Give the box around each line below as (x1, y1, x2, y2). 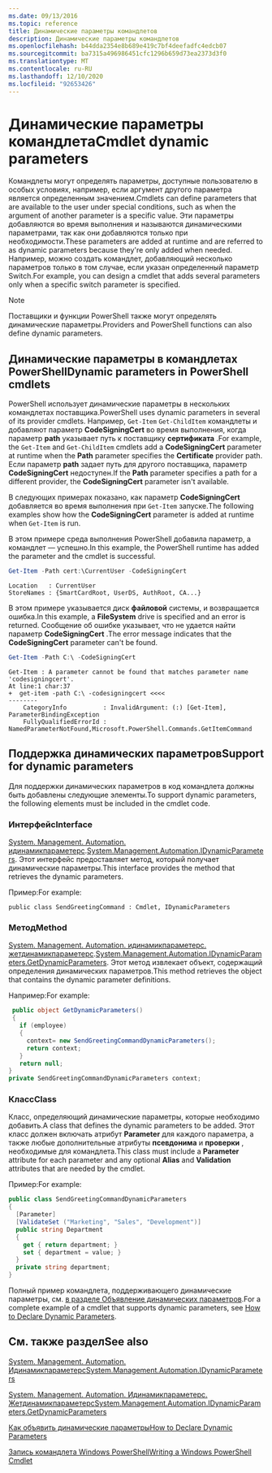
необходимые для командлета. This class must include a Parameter (8, 1146, 240, 1156)
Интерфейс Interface (8, 818, 93, 830)
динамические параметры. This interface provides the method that (8, 863, 235, 873)
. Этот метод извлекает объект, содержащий (106, 958, 263, 968)
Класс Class (8, 1094, 57, 1105)
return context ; (26, 1044, 82, 1052)
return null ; (19, 1059, 63, 1068)
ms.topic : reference (8, 19, 79, 28)
